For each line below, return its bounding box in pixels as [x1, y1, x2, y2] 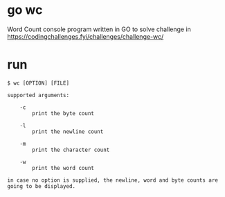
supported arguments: [7, 92, 70, 98]
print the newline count [32, 128, 104, 135]
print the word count [32, 164, 95, 171]
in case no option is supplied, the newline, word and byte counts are [7, 176, 218, 184]
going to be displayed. [7, 182, 76, 189]
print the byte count [32, 110, 95, 117]
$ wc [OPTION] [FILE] [7, 79, 70, 87]
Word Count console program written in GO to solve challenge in [7, 25, 192, 33]
